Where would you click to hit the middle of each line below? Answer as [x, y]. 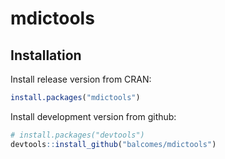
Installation [46, 55]
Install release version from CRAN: [81, 79]
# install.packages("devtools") [77, 135]
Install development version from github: [93, 116]
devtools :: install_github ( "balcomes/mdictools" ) [113, 144]
